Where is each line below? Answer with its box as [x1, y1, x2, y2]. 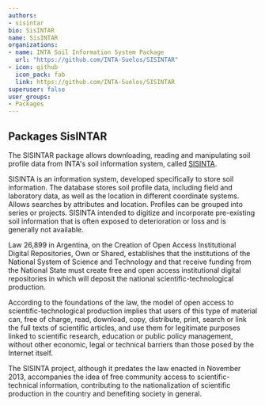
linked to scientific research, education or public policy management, [8, 331, 233, 341]
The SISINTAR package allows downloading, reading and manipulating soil [8, 150, 251, 159]
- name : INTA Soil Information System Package [8, 48, 165, 56]
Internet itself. [8, 348, 54, 358]
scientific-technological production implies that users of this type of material [8, 306, 258, 316]
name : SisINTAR [8, 33, 59, 42]
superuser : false [8, 85, 66, 94]
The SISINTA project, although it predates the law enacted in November [8, 363, 241, 373]
